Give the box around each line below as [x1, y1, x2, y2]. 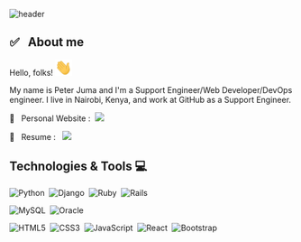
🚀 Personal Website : [9, 113, 91, 124]
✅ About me [9, 34, 84, 50]
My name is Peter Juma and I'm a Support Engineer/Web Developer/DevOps [9, 84, 293, 95]
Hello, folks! [9, 67, 54, 78]
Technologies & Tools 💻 [9, 159, 148, 174]
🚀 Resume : [9, 131, 57, 142]
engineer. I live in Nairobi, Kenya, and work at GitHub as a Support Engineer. [9, 94, 291, 105]
